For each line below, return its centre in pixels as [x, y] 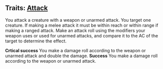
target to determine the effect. [36, 41]
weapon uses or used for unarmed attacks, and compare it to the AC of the [82, 35]
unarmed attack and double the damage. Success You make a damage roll [81, 56]
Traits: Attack [27, 8]
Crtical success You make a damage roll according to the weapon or [76, 50]
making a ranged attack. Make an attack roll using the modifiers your [75, 30]
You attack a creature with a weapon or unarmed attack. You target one [78, 20]
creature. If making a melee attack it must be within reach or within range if [82, 25]
